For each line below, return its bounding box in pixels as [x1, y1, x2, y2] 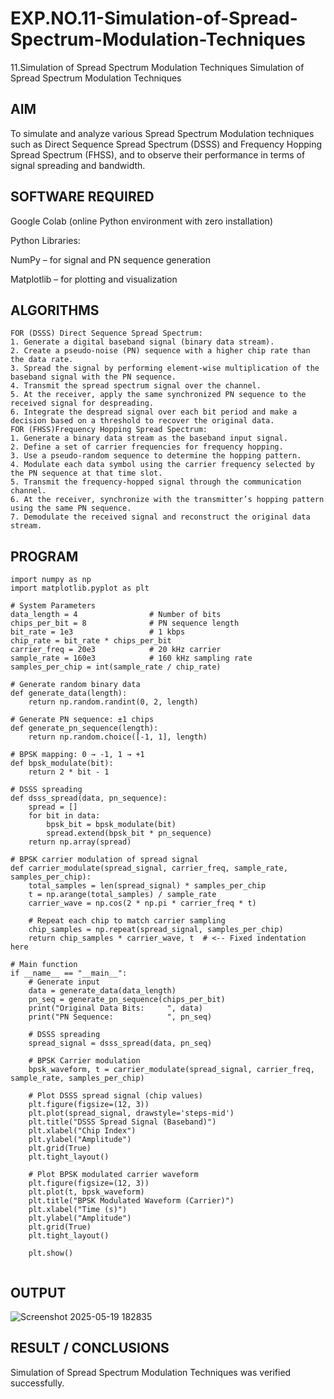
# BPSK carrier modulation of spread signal [10, 855, 199, 865]
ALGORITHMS [10, 302, 100, 319]
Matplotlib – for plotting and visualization [10, 273, 178, 285]
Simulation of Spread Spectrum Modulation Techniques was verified [10, 1366, 292, 1378]
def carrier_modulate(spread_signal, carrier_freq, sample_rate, [10, 863, 288, 874]
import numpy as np [10, 575, 92, 585]
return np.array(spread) [28, 837, 132, 847]
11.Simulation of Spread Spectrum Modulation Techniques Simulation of [10, 61, 305, 73]
